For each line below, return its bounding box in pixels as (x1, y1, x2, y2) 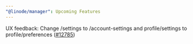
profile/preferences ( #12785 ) (5, 31, 75, 38)
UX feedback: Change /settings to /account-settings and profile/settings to (5, 25, 188, 32)
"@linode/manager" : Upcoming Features (5, 8, 101, 15)
